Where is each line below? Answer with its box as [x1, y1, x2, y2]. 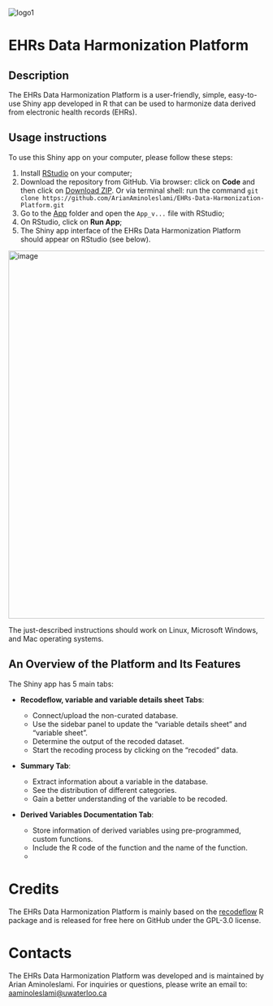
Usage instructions [8, 131, 107, 145]
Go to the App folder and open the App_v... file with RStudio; [19, 208, 225, 218]
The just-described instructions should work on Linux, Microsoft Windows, [8, 625, 258, 634]
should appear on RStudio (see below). [19, 234, 151, 244]
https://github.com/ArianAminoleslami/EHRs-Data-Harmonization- [41, 194, 265, 203]
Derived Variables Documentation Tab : [19, 809, 154, 819]
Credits [8, 879, 59, 898]
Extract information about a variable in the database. [32, 777, 209, 786]
